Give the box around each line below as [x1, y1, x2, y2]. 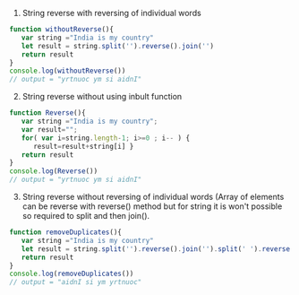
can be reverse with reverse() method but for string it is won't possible [21, 201, 283, 212]
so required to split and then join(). [21, 211, 150, 221]
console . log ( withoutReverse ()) [9, 66, 126, 75]
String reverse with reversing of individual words [21, 8, 201, 18]
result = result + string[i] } [32, 142, 134, 151]
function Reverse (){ [9, 108, 87, 117]
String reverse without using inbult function [21, 91, 183, 102]
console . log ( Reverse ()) [9, 167, 98, 176]
